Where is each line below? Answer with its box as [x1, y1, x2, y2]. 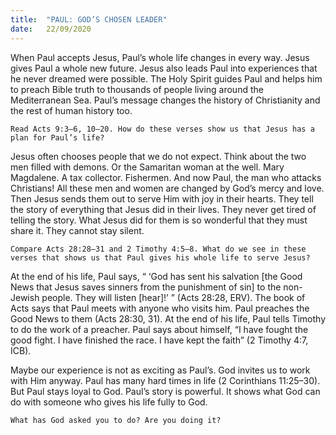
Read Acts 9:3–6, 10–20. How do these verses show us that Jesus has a [10, 124, 315, 134]
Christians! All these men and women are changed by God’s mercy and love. [10, 182, 325, 194]
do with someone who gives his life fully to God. [10, 396, 208, 408]
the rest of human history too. [10, 104, 133, 116]
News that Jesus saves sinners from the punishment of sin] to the [10, 281, 282, 293]
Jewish [10, 291, 40, 303]
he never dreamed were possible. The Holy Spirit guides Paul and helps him [10, 72, 323, 85]
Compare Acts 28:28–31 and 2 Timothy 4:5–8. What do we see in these [10, 244, 307, 254]
